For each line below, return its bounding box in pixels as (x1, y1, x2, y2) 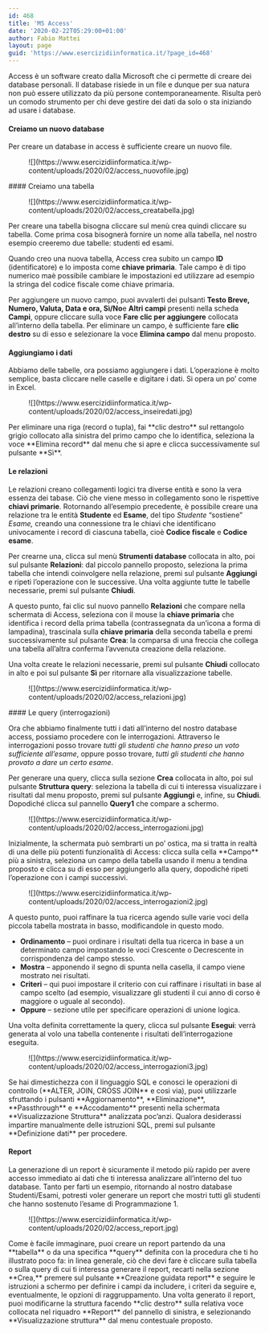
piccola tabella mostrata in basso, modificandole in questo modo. (8, 920, 225, 930)
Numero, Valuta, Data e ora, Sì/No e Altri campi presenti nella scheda (8, 303, 239, 314)
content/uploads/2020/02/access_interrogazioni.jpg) (28, 822, 205, 833)
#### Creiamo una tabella (8, 182, 95, 191)
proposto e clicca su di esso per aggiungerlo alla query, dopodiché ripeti (8, 864, 249, 874)
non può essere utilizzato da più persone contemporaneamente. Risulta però (8, 88, 262, 97)
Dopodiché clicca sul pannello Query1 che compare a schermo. (8, 798, 219, 808)
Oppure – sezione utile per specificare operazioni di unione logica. (19, 1005, 241, 1014)
